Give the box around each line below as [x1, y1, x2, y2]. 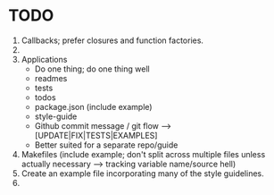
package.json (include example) [34, 101, 153, 112]
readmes [34, 72, 68, 83]
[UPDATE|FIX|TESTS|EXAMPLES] [34, 130, 158, 140]
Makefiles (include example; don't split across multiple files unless [21, 148, 266, 159]
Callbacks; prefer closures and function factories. [21, 35, 204, 46]
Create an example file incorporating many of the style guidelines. [21, 167, 264, 179]
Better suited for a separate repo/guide [34, 140, 179, 150]
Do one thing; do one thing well [34, 64, 150, 74]
